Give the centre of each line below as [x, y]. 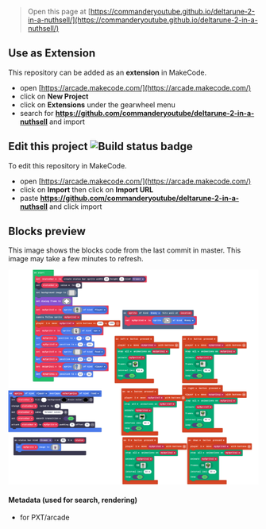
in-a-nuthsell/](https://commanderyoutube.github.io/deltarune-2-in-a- [143, 20]
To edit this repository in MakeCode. [67, 165]
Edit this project [48, 147]
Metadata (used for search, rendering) [73, 500]
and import [67, 122]
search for [37, 113]
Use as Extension [52, 54]
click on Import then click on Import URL [87, 189]
